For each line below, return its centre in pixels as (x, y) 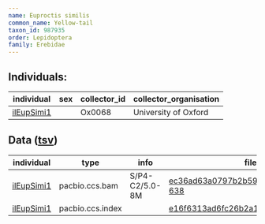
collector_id (103, 99)
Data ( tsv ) (33, 140)
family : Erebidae (37, 45)
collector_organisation (176, 99)
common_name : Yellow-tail (50, 23)
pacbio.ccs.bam (88, 185)
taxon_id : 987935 (37, 30)
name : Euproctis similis (49, 15)
